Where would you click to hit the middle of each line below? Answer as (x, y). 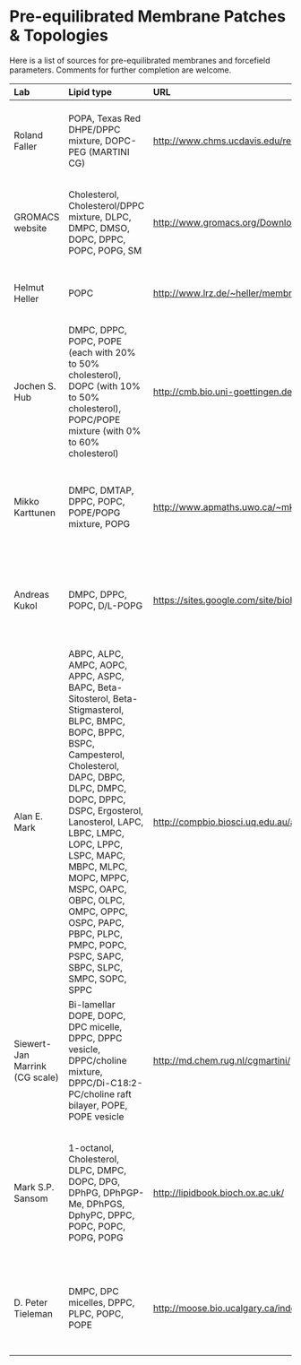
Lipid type (90, 91)
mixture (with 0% (105, 430)
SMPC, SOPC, (98, 979)
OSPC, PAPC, (96, 922)
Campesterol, (97, 755)
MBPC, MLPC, (98, 867)
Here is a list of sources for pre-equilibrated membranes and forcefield (140, 60)
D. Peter (31, 1302)
